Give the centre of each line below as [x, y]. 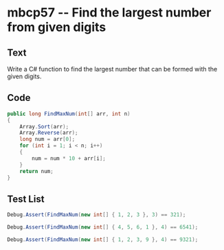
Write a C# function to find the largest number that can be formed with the [112, 69]
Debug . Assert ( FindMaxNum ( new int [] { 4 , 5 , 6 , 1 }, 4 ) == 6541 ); [103, 227]
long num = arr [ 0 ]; [47, 139]
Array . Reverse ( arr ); [49, 133]
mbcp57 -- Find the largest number [109, 13]
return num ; [36, 171]
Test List [26, 199]
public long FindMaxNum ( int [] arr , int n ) [69, 114]
